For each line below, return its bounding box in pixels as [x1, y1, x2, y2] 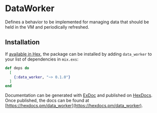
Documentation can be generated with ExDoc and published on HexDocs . [5, 93, 153, 98]
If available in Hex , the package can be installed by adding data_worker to [5, 51, 152, 57]
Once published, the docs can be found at [5, 97, 89, 103]
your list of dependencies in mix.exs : [5, 56, 79, 62]
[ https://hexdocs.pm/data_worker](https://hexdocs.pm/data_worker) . [5, 103, 143, 109]
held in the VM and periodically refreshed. [5, 24, 89, 30]
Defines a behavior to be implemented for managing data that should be [5, 19, 149, 25]
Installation [5, 38, 40, 47]
